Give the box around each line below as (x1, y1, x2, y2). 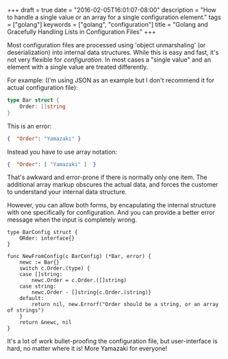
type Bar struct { (7, 97, 60, 104)
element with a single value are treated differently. (7, 63, 149, 71)
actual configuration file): (7, 84, 78, 91)
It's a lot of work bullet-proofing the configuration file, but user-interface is (7, 337, 218, 345)
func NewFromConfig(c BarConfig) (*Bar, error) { (7, 253, 152, 260)
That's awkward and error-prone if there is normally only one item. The (7, 173, 207, 181)
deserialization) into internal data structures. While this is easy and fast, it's (7, 48, 219, 56)
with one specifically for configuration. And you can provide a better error (7, 209, 216, 217)
